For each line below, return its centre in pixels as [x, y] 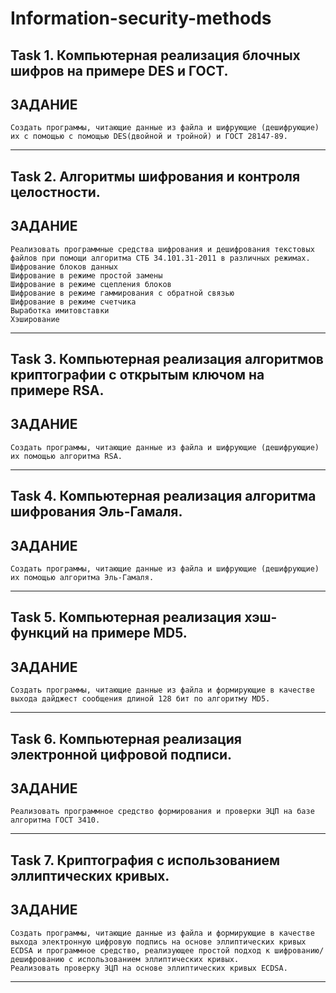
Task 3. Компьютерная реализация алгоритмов [167, 358]
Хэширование [35, 319]
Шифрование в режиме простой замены [86, 275]
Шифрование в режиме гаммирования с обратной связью [122, 293]
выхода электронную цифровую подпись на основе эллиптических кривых [158, 942]
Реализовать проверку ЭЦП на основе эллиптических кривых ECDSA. [149, 968]
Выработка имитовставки [60, 310]
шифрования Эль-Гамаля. [96, 512]
